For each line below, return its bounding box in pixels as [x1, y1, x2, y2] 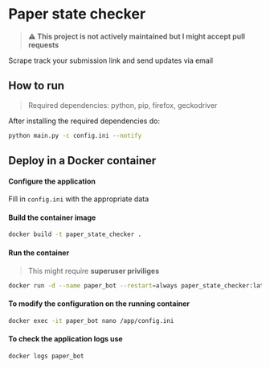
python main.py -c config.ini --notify [8, 131, 142, 139]
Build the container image [8, 213, 96, 222]
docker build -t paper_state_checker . [8, 230, 142, 238]
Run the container [8, 247, 70, 258]
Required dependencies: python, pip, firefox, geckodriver [27, 100, 218, 110]
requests [27, 39, 59, 49]
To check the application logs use [8, 334, 123, 344]
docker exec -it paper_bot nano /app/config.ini [8, 316, 174, 325]
